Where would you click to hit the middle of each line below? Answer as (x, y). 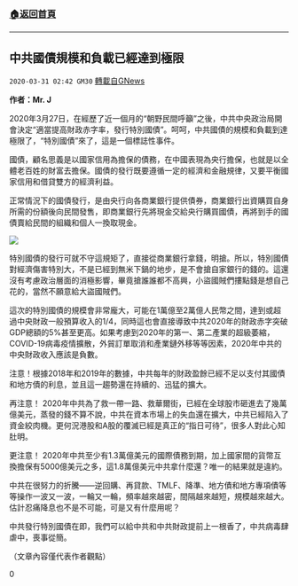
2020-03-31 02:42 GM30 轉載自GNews (77, 81)
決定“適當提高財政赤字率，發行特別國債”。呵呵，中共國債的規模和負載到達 (152, 129)
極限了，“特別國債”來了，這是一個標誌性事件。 (94, 141)
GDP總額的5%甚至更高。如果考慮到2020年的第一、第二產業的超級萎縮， (142, 332)
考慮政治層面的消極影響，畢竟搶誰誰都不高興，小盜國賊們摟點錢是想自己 (157, 280)
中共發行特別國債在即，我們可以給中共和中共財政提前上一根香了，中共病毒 (145, 527)
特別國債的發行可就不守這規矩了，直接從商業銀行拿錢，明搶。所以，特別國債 (149, 258)
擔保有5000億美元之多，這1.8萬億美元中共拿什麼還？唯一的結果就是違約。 (152, 466)
